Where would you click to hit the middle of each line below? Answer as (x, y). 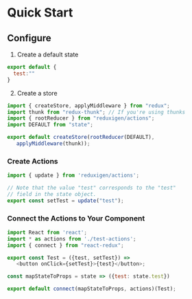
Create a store (37, 93)
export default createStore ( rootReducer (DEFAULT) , (81, 137)
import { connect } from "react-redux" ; (66, 245)
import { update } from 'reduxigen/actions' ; (73, 176)
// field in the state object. (52, 194)
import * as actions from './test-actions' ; (72, 239)
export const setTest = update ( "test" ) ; (66, 201)
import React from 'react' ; (47, 232)
